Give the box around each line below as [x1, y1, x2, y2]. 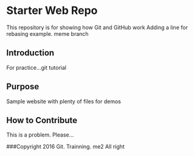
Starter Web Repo [6, 4, 98, 18]
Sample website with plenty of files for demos [6, 98, 122, 105]
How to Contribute [6, 115, 78, 125]
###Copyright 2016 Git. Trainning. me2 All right [6, 143, 125, 151]
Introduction [6, 48, 55, 58]
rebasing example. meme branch [6, 30, 89, 37]
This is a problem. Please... [6, 131, 74, 138]
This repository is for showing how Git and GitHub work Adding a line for [6, 24, 189, 31]
